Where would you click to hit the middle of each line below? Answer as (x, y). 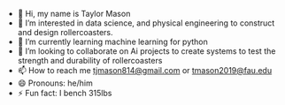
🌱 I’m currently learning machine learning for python (112, 41)
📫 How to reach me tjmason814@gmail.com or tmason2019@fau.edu (145, 70)
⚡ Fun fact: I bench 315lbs (65, 93)
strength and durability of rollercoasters (90, 60)
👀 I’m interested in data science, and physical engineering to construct (146, 23)
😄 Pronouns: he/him (55, 83)
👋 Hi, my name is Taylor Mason (74, 14)
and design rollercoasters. (65, 32)
